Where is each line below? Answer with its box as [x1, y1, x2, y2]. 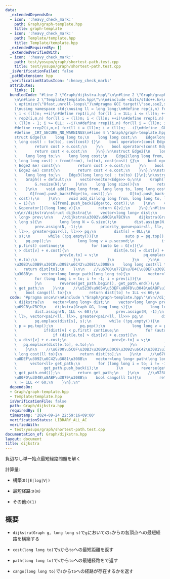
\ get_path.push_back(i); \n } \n [14, 366, 123, 371]
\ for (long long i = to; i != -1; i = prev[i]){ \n [14, 276, 142, 281]
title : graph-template [14, 26, 62, 31]
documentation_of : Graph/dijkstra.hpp [5, 431, 87, 437]
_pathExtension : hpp [10, 74, 53, 79]
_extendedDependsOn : [10, 12, 53, 17]
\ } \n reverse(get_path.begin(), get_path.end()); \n [14, 281, 159, 286]
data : [5, 7, 17, 13]
